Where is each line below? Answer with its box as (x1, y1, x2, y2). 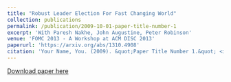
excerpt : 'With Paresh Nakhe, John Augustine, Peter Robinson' (7, 29, 192, 36)
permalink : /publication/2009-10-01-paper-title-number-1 (7, 23, 177, 29)
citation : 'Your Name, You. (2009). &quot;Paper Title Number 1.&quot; (7, 49, 217, 55)
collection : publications (7, 16, 81, 23)
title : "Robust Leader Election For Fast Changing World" (7, 10, 177, 17)
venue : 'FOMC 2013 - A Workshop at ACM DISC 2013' (7, 36, 155, 42)
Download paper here (7, 66, 69, 75)
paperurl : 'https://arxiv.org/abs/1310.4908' (7, 42, 140, 49)
